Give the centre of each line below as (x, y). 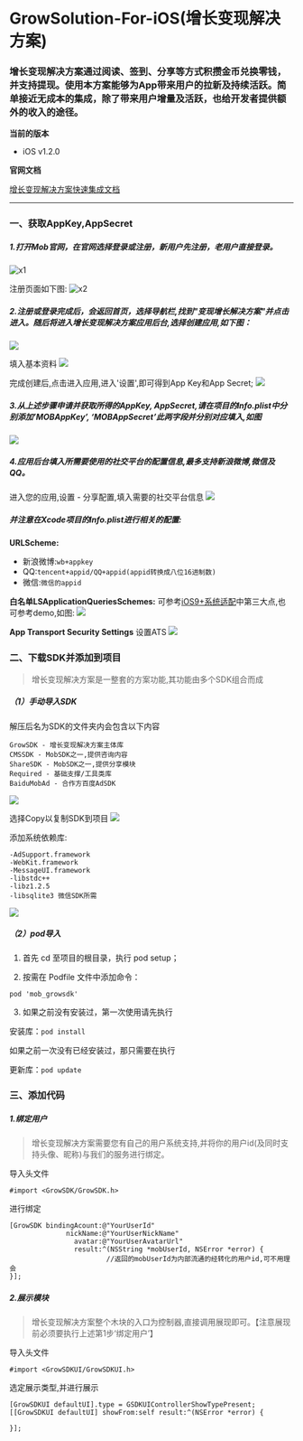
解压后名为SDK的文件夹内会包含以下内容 (85, 726)
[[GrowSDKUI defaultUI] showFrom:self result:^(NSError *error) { (137, 1413)
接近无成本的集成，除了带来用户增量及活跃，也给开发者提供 (148, 98)
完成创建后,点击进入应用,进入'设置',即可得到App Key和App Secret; (132, 383)
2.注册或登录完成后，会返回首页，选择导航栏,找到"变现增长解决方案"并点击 (149, 311)
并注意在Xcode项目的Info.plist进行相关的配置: (96, 519)
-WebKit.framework (44, 862)
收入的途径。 (55, 112)
